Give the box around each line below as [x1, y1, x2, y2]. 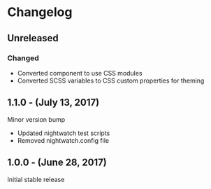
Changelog [7, 4, 73, 20]
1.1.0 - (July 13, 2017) [7, 97, 100, 108]
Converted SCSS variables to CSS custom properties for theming [17, 76, 205, 85]
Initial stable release [7, 175, 65, 183]
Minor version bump [7, 115, 66, 123]
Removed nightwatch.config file [17, 136, 110, 144]
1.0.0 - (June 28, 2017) [7, 157, 107, 169]
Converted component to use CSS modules [17, 69, 143, 77]
